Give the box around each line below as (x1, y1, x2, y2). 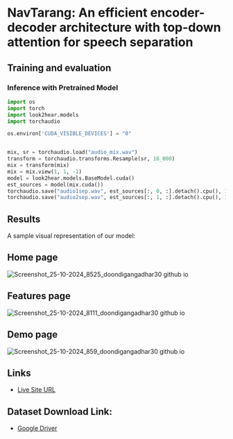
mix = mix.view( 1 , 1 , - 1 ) (7, 168, 82, 175)
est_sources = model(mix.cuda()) (7, 181, 104, 188)
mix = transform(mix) (7, 162, 70, 169)
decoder (7, 19, 57, 35)
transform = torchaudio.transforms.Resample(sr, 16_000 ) (7, 155, 175, 162)
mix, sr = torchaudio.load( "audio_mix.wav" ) (7, 149, 138, 156)
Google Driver (17, 424, 58, 433)
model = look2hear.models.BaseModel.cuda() (7, 175, 135, 182)
